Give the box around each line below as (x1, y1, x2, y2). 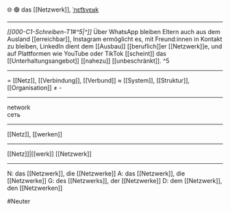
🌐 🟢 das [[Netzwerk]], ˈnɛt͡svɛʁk (7, 5, 99, 14)
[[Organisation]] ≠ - (7, 84, 62, 92)
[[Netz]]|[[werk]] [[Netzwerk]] (7, 150, 92, 158)
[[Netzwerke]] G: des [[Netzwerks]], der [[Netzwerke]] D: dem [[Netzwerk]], (7, 177, 222, 184)
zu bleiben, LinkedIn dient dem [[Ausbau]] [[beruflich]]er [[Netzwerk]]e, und (7, 42, 222, 50)
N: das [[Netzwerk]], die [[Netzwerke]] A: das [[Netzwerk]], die (7, 169, 186, 178)
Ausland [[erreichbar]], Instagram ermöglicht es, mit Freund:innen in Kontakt (7, 35, 222, 43)
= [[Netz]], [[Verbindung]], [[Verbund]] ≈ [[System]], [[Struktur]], (7, 76, 190, 84)
